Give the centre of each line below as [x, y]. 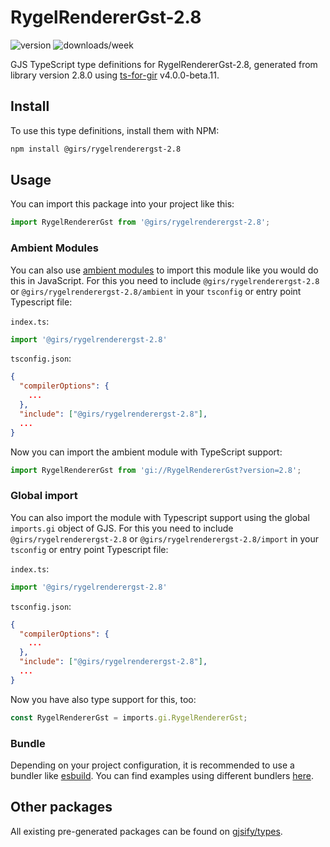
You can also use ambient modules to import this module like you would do [164, 270]
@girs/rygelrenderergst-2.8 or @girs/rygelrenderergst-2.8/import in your [165, 538]
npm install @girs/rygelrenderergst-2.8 [96, 149]
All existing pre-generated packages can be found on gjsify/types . [146, 831]
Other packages [61, 807]
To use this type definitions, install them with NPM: [115, 130]
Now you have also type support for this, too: [103, 699]
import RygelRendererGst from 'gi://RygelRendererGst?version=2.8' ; [156, 470]
